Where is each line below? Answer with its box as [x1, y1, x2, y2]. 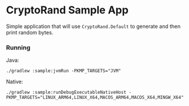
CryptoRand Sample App [6, 3, 129, 17]
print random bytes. [6, 29, 54, 36]
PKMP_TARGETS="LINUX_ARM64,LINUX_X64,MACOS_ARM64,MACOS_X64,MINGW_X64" [6, 94, 184, 101]
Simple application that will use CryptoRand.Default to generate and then [6, 23, 181, 30]
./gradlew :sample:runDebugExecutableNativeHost [6, 90, 127, 96]
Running [6, 43, 31, 51]
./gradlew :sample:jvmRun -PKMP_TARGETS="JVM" [6, 68, 121, 74]
